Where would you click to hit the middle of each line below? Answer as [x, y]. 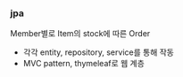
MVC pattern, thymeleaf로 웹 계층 [84, 64]
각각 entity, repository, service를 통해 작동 [99, 52]
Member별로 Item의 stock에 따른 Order [80, 34]
